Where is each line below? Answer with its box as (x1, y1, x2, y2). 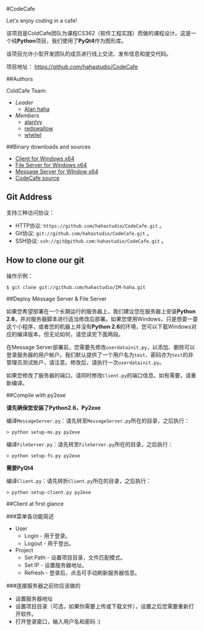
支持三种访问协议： (6, 209, 55, 216)
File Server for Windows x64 (15, 162, 87, 168)
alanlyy (24, 118, 43, 126)
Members (15, 112, 40, 119)
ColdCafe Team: (6, 87, 47, 94)
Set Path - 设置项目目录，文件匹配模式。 (24, 554, 126, 561)
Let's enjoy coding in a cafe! (6, 17, 77, 24)
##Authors (6, 76, 33, 82)
